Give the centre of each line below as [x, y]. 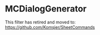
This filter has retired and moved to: [40, 22]
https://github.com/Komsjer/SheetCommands [50, 27]
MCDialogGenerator [46, 9]
